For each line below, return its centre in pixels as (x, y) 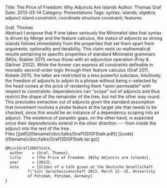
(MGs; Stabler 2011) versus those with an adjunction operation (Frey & (77, 59)
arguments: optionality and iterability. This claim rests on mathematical (78, 49)
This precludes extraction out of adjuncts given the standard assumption (80, 102)
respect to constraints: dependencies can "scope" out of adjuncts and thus (82, 91)
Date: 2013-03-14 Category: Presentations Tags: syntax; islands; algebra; (81, 12)
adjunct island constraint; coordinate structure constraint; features (73, 18)
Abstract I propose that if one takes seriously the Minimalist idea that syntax (83, 33)
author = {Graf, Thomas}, (40, 153)
